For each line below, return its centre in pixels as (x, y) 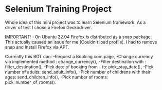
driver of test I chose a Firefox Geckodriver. (49, 27)
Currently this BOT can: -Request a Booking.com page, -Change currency (79, 56)
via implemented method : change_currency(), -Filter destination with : (76, 61)
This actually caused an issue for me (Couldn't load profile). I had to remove (81, 42)
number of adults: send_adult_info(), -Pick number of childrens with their (78, 72)
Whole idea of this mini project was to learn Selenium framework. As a (75, 22)
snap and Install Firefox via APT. (37, 47)
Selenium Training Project (58, 9)
